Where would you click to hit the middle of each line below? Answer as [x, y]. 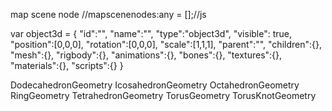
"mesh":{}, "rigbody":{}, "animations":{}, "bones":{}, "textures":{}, [146, 55]
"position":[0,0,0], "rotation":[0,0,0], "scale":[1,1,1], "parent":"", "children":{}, [166, 44]
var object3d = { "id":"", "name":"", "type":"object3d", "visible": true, [151, 33]
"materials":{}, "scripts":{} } [67, 65]
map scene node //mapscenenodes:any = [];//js [108, 14]
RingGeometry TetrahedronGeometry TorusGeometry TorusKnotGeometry [163, 95]
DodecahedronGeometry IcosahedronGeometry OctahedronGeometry [155, 85]
